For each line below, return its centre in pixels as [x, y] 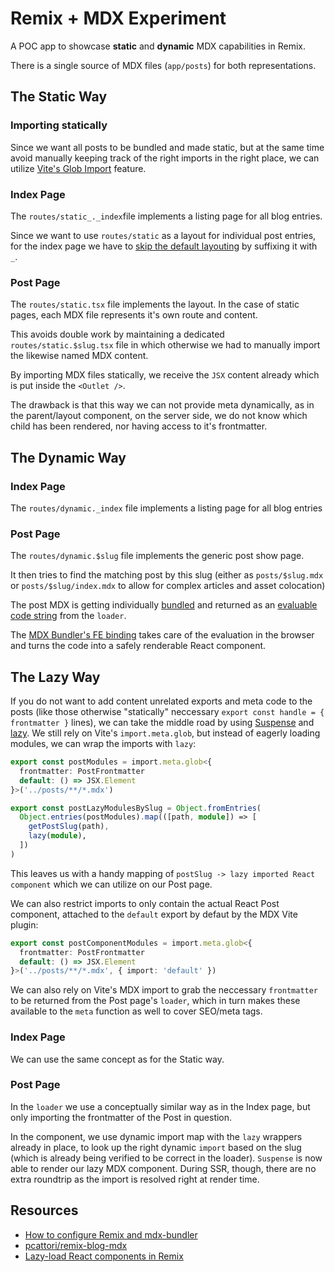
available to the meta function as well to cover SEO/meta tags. [136, 1011]
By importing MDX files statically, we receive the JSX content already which [165, 375]
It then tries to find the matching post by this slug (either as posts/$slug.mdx [167, 575]
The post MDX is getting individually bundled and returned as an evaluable [164, 605]
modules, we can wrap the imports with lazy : [103, 744]
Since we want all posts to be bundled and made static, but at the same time [167, 147]
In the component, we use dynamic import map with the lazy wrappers [156, 1136]
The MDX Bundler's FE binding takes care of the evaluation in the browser [162, 635]
